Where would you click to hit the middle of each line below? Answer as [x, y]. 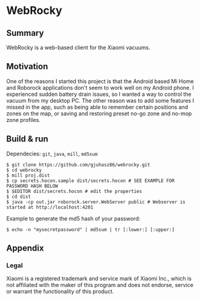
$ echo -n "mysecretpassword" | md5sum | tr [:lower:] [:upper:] [90, 229]
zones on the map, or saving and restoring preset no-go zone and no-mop [99, 113]
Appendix [25, 249]
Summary [25, 33]
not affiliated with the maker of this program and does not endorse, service [100, 285]
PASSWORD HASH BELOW [32, 186]
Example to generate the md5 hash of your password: [73, 218]
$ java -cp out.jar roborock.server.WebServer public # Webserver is [96, 202]
